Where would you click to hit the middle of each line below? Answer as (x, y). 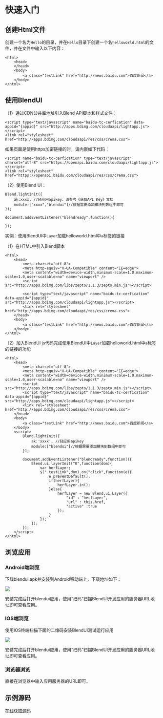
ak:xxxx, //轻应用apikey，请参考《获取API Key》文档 (64, 199)
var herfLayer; (55, 468)
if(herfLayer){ (64, 481)
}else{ (55, 489)
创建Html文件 (25, 30)
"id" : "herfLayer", (87, 498)
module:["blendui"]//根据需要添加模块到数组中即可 (78, 446)
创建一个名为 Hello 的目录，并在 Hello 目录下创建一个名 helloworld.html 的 (77, 42)
